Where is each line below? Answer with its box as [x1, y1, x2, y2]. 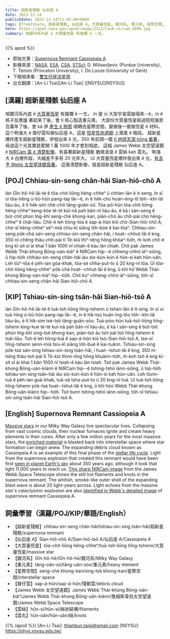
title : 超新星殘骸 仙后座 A [5, 7, 58, 13]
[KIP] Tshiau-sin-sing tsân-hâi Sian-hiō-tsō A [5, 293, 151, 301]
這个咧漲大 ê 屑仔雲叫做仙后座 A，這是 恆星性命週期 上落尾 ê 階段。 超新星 [5, 130, 161, 136]
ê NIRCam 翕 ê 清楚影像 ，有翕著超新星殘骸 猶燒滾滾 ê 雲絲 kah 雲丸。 [5, 148, 151, 155]
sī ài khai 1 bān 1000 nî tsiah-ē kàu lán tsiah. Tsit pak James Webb [11, 359, 149, 366]
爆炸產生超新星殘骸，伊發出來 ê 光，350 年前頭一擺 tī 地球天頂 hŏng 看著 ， [5, 136, 162, 142]
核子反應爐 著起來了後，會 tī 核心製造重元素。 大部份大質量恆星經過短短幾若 [5, 117, 163, 123]
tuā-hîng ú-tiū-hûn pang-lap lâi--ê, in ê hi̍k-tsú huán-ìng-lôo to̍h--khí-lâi [5, 312, 155, 318]
